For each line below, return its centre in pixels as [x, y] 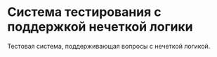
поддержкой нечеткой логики [100, 27]
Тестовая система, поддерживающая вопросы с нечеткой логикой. [109, 46]
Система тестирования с [84, 12]
